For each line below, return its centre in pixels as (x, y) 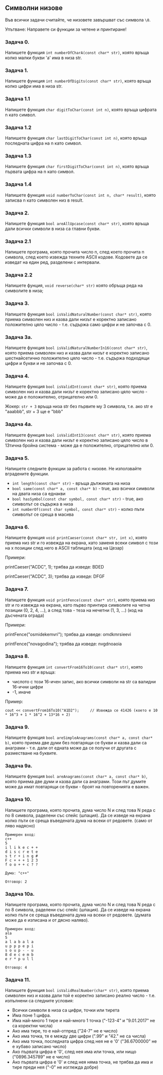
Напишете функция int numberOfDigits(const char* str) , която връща (78, 81)
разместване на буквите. (31, 753)
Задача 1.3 (18, 156)
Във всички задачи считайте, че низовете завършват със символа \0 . (78, 20)
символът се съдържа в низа (43, 504)
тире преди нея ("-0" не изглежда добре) (55, 1067)
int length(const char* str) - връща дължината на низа (71, 483)
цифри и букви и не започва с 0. (38, 363)
